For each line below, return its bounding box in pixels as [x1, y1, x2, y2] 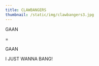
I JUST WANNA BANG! [5, 55, 53, 61]
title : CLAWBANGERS [5, 7, 47, 13]
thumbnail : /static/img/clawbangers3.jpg [5, 12, 94, 17]
